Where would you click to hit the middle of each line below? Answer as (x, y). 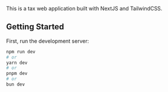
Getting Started (35, 27)
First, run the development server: (48, 41)
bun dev (16, 84)
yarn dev (17, 63)
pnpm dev (17, 74)
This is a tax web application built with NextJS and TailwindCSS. (84, 8)
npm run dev (21, 52)
